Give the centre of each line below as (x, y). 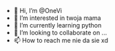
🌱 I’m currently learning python (57, 25)
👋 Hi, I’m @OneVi (38, 11)
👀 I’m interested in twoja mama (57, 18)
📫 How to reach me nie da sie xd (61, 40)
